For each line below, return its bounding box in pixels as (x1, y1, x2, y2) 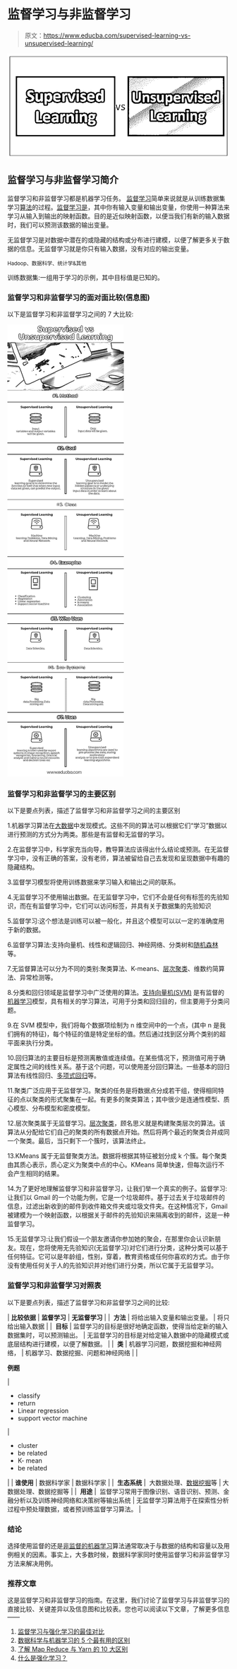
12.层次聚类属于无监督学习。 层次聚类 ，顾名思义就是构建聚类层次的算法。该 (7, 1119, 226, 1128)
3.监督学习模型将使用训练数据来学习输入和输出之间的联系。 (7, 878, 180, 887)
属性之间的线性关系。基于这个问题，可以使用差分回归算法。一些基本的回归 (13, 1063, 230, 1071)
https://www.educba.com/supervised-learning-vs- (43, 31, 191, 40)
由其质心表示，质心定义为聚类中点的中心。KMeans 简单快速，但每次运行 (7, 1160, 219, 1169)
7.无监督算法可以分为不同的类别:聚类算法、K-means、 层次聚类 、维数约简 (7, 965, 219, 973)
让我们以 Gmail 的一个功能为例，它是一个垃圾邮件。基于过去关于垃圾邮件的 (7, 1193, 226, 1202)
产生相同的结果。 (13, 1169, 63, 1178)
